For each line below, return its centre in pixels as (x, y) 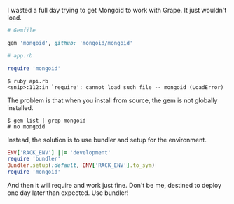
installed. (20, 107)
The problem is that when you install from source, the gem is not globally (112, 100)
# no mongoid (26, 127)
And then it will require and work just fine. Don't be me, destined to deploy (115, 185)
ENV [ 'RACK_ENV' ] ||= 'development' (59, 152)
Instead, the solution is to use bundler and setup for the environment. (107, 140)
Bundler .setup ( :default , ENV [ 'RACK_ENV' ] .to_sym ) (81, 165)
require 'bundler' (34, 159)
